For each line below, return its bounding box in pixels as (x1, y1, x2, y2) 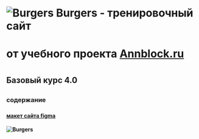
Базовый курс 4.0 (6, 75, 78, 85)
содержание (6, 95, 46, 104)
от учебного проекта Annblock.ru (6, 47, 184, 61)
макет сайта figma (6, 112, 56, 119)
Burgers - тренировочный (55, 6, 194, 20)
